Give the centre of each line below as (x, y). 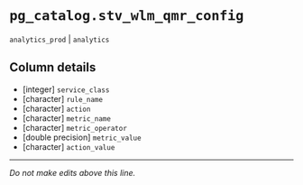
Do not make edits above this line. (73, 172)
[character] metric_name (66, 118)
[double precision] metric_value (82, 137)
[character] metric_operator (75, 127)
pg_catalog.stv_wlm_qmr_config (127, 16)
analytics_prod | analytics (60, 39)
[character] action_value (69, 146)
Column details (53, 67)
